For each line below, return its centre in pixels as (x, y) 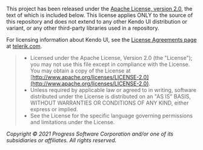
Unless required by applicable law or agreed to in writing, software (113, 90)
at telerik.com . (24, 46)
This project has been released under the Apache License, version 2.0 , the (99, 9)
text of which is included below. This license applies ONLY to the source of (100, 15)
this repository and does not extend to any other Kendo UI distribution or (97, 21)
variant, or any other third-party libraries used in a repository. (83, 28)
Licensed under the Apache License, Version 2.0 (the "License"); (111, 58)
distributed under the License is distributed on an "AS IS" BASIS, (110, 96)
